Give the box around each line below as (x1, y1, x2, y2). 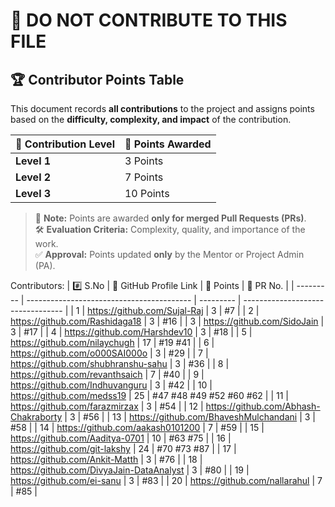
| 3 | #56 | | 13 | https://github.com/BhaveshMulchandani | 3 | (64, 411, 316, 423)
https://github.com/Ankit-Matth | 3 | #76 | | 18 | (10, 454, 203, 465)
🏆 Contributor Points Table (10, 71, 185, 88)
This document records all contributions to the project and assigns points (10, 103, 315, 114)
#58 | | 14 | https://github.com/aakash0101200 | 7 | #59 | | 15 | (10, 422, 265, 433)
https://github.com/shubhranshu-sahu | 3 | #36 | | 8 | (10, 358, 230, 369)
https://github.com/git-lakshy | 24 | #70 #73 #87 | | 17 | (10, 443, 237, 454)
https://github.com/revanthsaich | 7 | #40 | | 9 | (10, 369, 205, 380)
